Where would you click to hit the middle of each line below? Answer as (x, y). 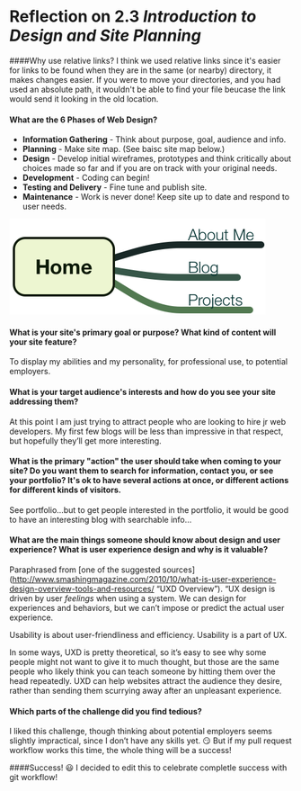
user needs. (44, 207)
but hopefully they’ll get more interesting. (85, 440)
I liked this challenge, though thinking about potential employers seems (141, 732)
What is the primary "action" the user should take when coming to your (145, 462)
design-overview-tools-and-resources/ (82, 589)
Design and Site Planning (106, 36)
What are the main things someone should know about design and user (145, 540)
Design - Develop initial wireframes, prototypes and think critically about (157, 158)
